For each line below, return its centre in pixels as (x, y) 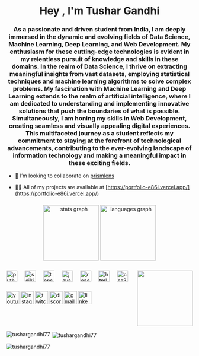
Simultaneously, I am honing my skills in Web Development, (99, 119)
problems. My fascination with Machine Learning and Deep (99, 89)
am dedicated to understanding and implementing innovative (99, 104)
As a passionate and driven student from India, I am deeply (99, 30)
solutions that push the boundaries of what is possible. (99, 111)
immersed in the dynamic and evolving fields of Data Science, (99, 37)
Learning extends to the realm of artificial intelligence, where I (99, 96)
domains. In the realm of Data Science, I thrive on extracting (99, 66)
